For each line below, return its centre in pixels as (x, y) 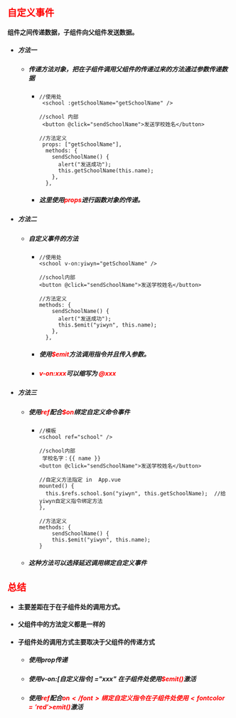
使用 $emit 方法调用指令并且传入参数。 (95, 354)
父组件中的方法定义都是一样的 (61, 624)
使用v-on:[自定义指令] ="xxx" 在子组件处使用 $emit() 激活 (112, 679)
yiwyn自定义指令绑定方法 (71, 501)
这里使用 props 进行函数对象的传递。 (91, 200)
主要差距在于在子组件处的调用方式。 (71, 606)
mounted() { (57, 486)
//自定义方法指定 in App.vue (80, 480)
